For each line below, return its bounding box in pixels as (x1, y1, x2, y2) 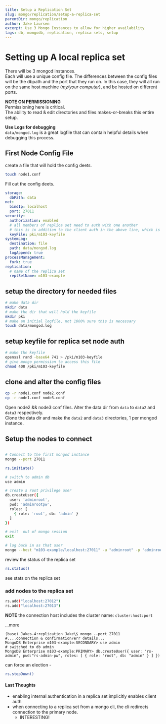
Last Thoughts (5, 682, 36, 688)
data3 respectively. (5, 410, 43, 416)
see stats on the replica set (5, 575, 60, 581)
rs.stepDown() (5, 671, 35, 676)
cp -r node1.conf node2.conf (5, 391, 65, 396)
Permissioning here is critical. (5, 104, 65, 110)
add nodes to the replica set (5, 587, 74, 594)
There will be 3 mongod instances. (5, 68, 76, 74)
